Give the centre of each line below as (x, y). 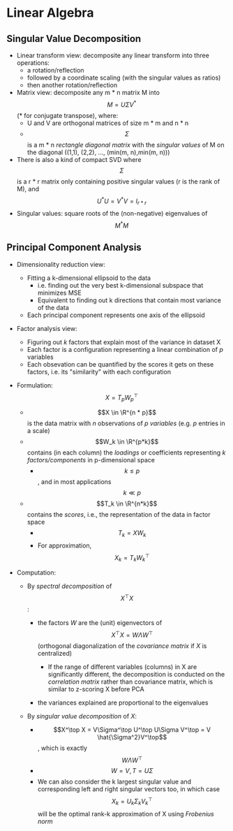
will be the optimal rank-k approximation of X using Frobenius (126, 814)
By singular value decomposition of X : (82, 716)
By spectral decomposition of (69, 586)
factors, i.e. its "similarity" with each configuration (99, 372)
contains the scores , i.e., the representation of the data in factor (119, 515)
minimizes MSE (59, 293)
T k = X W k (132, 534)
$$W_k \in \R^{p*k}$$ (127, 442)
